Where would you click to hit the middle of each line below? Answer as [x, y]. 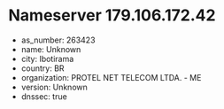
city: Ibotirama [47, 58]
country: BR [42, 68]
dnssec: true [44, 96]
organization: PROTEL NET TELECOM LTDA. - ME [111, 77]
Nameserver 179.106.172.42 [112, 16]
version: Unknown [54, 87]
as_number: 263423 [58, 40]
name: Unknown [51, 49]
